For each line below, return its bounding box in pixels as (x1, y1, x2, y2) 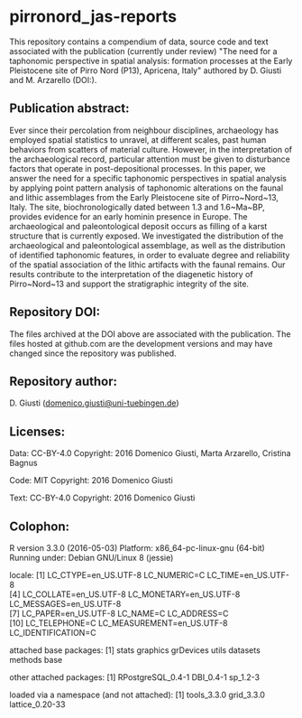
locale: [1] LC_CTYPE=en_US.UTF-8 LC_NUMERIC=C (9, 570, 206, 580)
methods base (9, 655, 63, 665)
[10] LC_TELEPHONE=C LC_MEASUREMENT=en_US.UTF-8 (9, 618, 228, 629)
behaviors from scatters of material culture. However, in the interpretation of (9, 144, 293, 154)
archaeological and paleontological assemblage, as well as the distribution (9, 239, 286, 250)
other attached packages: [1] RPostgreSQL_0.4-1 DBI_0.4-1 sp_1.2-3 (9, 672, 260, 683)
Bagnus (9, 458, 38, 469)
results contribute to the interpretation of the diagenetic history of (9, 268, 254, 279)
